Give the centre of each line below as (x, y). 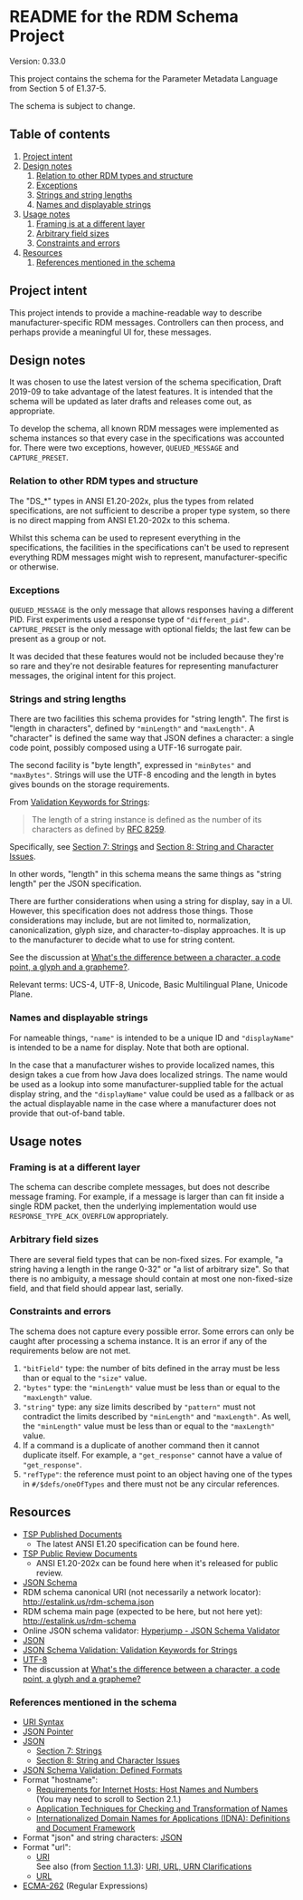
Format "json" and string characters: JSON (102, 1837)
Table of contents (60, 135)
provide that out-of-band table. (67, 1113)
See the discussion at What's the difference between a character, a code (145, 958)
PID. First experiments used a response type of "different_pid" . (130, 619)
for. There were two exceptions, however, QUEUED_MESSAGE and (124, 448)
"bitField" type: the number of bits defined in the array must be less (151, 1368)
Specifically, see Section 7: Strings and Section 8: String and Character (142, 847)
